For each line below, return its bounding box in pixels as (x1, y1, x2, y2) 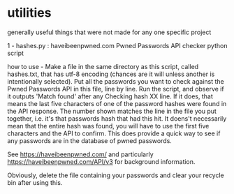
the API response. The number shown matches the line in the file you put (7, 107, 217, 115)
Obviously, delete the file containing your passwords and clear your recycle (7, 171, 225, 179)
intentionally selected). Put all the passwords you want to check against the (7, 77, 225, 85)
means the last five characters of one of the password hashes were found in (7, 99, 227, 107)
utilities (7, 5, 52, 21)
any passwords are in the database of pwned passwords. (7, 136, 173, 144)
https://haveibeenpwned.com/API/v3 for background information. (7, 157, 196, 165)
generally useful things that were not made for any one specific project (7, 28, 212, 36)
